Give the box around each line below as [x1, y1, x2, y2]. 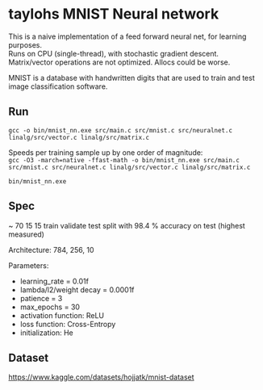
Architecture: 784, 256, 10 [8, 245, 94, 254]
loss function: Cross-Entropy [19, 319, 116, 329]
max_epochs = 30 [19, 302, 81, 312]
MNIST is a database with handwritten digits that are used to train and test [8, 73, 256, 82]
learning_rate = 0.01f [19, 276, 89, 286]
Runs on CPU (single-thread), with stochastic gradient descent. [8, 48, 219, 58]
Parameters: [8, 260, 49, 270]
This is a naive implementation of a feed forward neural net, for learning [8, 31, 247, 41]
